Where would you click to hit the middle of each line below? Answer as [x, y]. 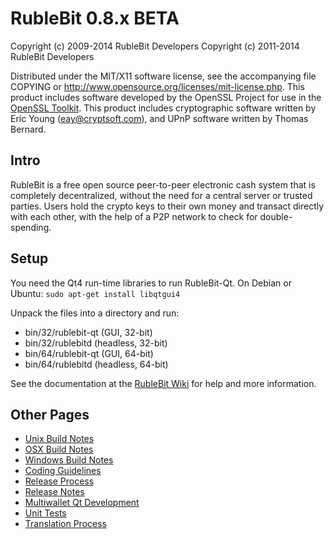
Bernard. [28, 129]
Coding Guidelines [63, 471]
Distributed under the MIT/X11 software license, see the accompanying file [163, 76]
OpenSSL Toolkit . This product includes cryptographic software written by [163, 108]
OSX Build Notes [59, 449]
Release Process [59, 481]
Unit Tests [45, 513]
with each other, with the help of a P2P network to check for [134, 216]
